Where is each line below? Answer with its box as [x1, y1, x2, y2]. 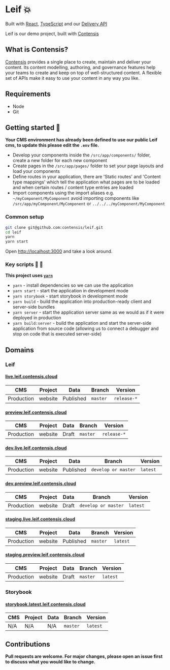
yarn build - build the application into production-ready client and [12, 298, 151, 304]
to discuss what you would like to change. [5, 658, 95, 664]
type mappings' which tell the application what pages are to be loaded [12, 179, 160, 185]
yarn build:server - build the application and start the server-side [12, 320, 152, 326]
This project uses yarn [5, 272, 53, 279]
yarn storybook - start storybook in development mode [12, 293, 128, 299]
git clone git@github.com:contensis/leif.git [5, 225, 103, 230]
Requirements [5, 90, 51, 99]
